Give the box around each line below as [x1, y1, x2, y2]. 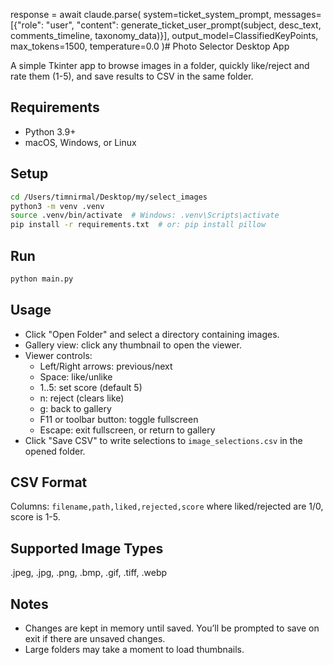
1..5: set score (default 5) [39, 381, 143, 393]
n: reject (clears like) [39, 392, 125, 404]
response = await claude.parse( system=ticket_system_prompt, [10, 9, 272, 20]
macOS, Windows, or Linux [24, 136, 137, 148]
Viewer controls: [24, 349, 93, 361]
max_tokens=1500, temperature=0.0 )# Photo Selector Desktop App [10, 40, 290, 52]
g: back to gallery [39, 402, 112, 414]
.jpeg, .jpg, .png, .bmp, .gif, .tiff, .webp [10, 567, 168, 579]
